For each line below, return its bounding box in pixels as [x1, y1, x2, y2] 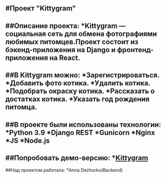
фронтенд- [117, 46, 154, 54]
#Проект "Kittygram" [5, 4, 76, 13]
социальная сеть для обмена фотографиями [5, 29, 157, 38]
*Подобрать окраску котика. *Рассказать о [5, 87, 155, 96]
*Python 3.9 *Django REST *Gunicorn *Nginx [5, 128, 155, 137]
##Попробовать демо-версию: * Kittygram [5, 153, 149, 162]
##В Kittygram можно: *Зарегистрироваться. [5, 71, 160, 80]
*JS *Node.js [5, 136, 50, 145]
